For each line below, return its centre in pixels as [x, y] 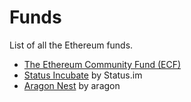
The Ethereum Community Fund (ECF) [102, 64]
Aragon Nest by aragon [72, 85]
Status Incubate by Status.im [83, 75]
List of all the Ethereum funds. [71, 45]
